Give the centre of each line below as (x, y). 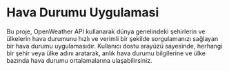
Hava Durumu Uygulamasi (83, 13)
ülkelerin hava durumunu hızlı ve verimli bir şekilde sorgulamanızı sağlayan (112, 38)
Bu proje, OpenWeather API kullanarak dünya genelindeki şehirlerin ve (106, 31)
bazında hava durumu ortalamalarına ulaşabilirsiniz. (79, 60)
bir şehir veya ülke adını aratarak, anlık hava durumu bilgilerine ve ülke (106, 53)
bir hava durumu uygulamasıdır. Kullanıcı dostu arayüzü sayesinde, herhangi (114, 46)
